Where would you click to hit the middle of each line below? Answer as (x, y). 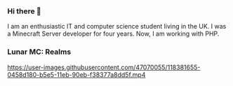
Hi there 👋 (25, 11)
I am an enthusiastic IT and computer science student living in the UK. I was (117, 27)
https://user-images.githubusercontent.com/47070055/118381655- (104, 67)
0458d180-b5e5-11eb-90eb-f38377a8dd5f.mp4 (76, 74)
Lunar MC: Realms (39, 52)
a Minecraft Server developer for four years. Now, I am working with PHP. (113, 34)
